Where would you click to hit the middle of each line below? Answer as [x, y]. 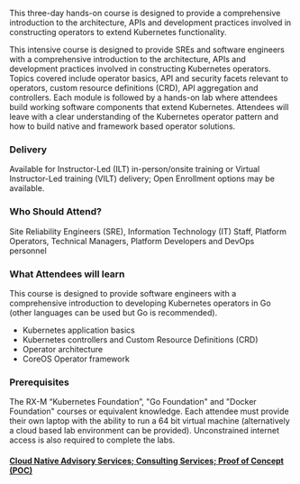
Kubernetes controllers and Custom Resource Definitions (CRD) [140, 339]
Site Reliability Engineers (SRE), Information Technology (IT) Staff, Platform [148, 231]
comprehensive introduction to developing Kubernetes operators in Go [141, 303]
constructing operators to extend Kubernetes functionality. [118, 32]
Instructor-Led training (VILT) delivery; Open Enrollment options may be [142, 178]
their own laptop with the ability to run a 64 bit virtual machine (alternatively [150, 421]
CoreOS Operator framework [76, 359]
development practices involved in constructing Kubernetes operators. [141, 68]
